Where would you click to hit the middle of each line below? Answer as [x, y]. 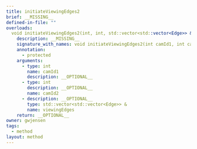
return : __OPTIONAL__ [43, 115]
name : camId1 [43, 72]
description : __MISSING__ [48, 39]
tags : [13, 126]
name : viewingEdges [51, 110]
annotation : [31, 50]
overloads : [19, 28]
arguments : [30, 60]
